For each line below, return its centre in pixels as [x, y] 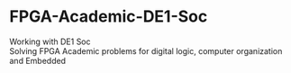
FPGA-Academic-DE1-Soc [109, 17]
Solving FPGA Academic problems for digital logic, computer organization [146, 50]
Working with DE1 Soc [50, 41]
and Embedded [37, 60]
